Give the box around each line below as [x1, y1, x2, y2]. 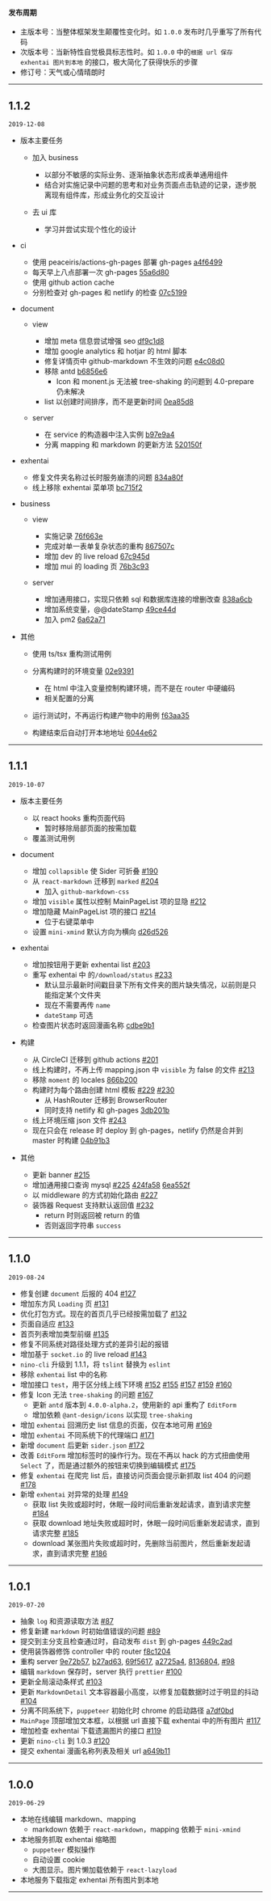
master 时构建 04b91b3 [31, 1135, 110, 1145]
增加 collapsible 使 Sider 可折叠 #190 [31, 866, 159, 876]
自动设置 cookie [31, 1855, 85, 1865]
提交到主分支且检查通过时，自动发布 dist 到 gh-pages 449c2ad [19, 1637, 232, 1646]
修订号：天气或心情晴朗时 [19, 67, 106, 77]
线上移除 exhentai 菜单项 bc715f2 [31, 483, 143, 492]
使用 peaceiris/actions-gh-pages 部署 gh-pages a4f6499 [31, 257, 223, 267]
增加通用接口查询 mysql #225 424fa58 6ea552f [31, 1180, 191, 1189]
